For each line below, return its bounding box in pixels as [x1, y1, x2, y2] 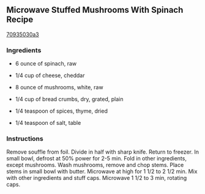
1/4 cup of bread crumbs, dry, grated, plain [15, 95, 124, 103]
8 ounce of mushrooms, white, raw [15, 84, 103, 91]
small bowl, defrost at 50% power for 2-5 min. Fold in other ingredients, [6, 155, 187, 162]
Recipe [6, 15, 34, 25]
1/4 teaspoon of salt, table [15, 119, 81, 127]
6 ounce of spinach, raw [15, 60, 77, 67]
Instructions [6, 135, 44, 143]
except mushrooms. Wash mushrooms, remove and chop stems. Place [6, 162, 184, 169]
